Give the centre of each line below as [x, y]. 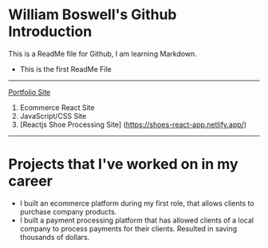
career [31, 181]
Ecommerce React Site [57, 107]
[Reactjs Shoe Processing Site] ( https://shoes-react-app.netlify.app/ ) [133, 124]
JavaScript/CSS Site [53, 116]
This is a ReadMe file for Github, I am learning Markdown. [102, 53]
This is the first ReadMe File [65, 69]
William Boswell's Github [93, 15]
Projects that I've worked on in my [123, 164]
